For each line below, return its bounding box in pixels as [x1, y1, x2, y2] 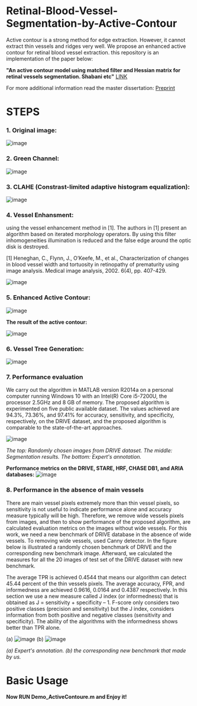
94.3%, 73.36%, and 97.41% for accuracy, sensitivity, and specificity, [6, 411, 175, 418]
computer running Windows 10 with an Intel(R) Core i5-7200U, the [6, 392, 167, 400]
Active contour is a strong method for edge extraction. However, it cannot [6, 36, 186, 43]
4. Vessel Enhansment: [6, 211, 74, 219]
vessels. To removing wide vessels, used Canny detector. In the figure [6, 537, 177, 544]
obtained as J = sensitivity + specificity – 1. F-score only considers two [6, 599, 179, 606]
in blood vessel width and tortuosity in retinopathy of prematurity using [6, 261, 179, 268]
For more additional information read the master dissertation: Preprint [6, 84, 176, 91]
